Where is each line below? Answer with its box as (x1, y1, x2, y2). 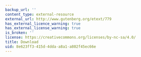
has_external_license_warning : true (5, 26, 81, 31)
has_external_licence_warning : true (5, 21, 81, 26)
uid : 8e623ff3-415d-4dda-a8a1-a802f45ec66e (5, 44, 96, 49)
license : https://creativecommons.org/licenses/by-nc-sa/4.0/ (5, 35, 136, 40)
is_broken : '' (5, 30, 35, 35)
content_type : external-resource (5, 12, 74, 17)
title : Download (5, 40, 39, 45)
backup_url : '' (5, 7, 37, 12)
